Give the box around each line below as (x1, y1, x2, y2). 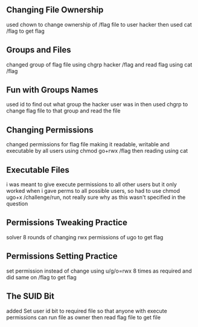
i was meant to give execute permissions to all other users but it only (6, 181, 177, 188)
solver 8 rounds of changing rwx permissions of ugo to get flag (6, 233, 164, 241)
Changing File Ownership (6, 5, 104, 15)
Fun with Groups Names (6, 85, 98, 96)
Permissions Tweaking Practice (6, 218, 128, 228)
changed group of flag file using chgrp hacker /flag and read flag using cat (6, 60, 193, 68)
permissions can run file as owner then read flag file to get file (6, 314, 161, 321)
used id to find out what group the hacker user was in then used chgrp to (6, 101, 188, 108)
